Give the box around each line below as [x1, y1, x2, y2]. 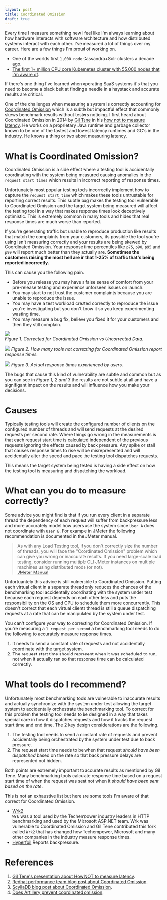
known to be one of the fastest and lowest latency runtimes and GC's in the [5, 128, 160, 134]
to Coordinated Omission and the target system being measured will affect [5, 203, 158, 209]
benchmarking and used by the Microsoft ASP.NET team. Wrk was [12, 818, 149, 824]
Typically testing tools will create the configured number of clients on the [5, 421, 155, 427]
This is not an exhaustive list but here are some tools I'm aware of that [5, 793, 149, 799]
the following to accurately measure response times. [5, 631, 113, 637]
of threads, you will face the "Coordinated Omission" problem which [17, 548, 158, 554]
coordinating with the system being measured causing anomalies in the [5, 172, 151, 178]
